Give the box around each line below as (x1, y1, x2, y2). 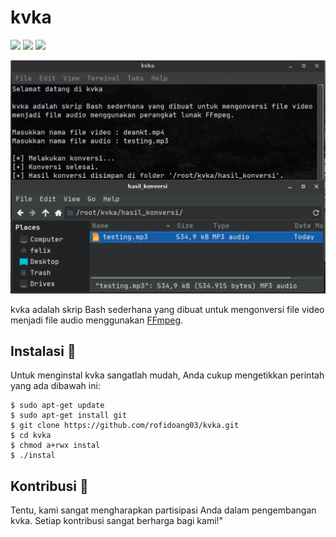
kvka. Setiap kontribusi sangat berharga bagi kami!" (10, 515, 224, 527)
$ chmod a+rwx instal (10, 441, 101, 451)
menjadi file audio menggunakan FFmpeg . (10, 314, 184, 326)
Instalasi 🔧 (10, 342, 77, 360)
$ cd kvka (10, 431, 52, 441)
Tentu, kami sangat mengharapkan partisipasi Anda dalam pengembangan (10, 504, 317, 516)
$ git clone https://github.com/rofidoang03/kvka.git (10, 421, 240, 431)
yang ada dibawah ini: (10, 380, 101, 392)
